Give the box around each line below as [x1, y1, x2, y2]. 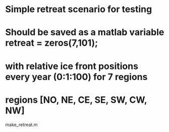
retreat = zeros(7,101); [5, 37, 98, 49]
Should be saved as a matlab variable [5, 27, 164, 38]
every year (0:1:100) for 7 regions [5, 71, 148, 83]
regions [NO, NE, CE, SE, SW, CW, [5, 94, 147, 105]
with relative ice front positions [5, 60, 139, 72]
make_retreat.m [5, 121, 38, 127]
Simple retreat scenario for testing [5, 4, 152, 15]
